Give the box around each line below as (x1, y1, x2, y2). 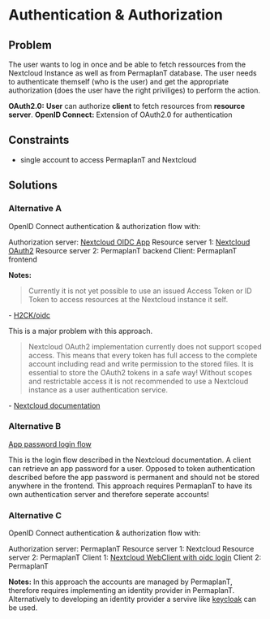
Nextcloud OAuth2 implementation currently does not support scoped (28, 341, 262, 351)
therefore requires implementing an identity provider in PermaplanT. (8, 586, 235, 595)
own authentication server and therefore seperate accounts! (8, 489, 209, 499)
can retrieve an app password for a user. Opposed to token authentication (8, 463, 255, 473)
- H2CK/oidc (8, 310, 51, 320)
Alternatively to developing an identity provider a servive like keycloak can (8, 595, 257, 604)
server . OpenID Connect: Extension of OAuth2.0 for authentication (8, 110, 233, 119)
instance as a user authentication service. (28, 384, 169, 395)
